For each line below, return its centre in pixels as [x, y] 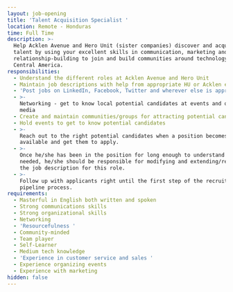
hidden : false [28, 277]
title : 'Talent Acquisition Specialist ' [68, 20]
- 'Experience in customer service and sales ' [84, 258]
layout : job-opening [37, 13]
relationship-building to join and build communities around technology [121, 59]
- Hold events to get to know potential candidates [90, 123]
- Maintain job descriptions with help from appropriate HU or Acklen [118, 84]
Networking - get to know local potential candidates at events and [121, 104]
